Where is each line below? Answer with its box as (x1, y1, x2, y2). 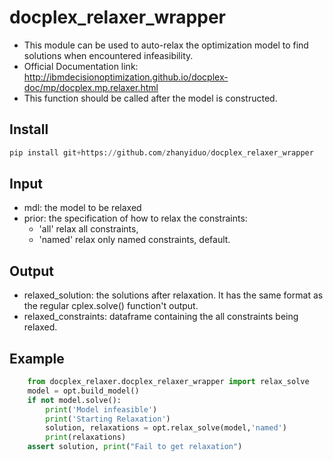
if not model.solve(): (27, 395, 122, 405)
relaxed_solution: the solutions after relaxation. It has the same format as (23, 289, 324, 301)
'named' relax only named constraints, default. (38, 234, 231, 246)
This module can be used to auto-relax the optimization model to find (23, 39, 309, 51)
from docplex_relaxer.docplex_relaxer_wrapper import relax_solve (27, 377, 310, 387)
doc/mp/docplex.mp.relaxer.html (23, 81, 159, 93)
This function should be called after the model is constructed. (23, 92, 278, 104)
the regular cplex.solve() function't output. (23, 300, 199, 312)
